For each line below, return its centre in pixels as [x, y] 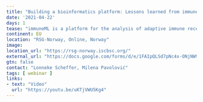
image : [14, 46]
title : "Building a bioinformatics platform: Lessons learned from [93, 12]
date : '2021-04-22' [31, 17]
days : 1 [16, 23]
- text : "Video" [27, 85]
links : [14, 79]
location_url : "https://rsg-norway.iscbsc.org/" [69, 51]
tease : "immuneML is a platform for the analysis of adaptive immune [96, 28]
